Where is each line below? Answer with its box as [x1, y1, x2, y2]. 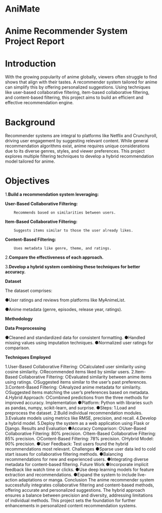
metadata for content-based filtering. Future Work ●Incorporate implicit [5, 462, 149, 467]
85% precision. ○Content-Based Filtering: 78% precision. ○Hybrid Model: [5, 436, 154, 442]
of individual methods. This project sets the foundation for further [5, 497, 136, 503]
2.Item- [131, 369, 146, 375]
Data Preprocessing [5, 326, 46, 331]
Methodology [5, 316, 33, 322]
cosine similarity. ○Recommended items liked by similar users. [5, 369, 130, 375]
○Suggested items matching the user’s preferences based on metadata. [5, 389, 149, 395]
